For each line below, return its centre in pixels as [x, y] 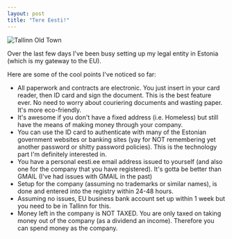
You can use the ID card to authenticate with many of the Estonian [112, 132]
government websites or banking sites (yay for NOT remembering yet [117, 139]
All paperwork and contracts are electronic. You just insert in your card [118, 88]
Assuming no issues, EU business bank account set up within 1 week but [121, 198]
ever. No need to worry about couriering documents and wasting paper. [120, 102]
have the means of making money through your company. [100, 124]
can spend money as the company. [67, 228]
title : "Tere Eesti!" [39, 20]
